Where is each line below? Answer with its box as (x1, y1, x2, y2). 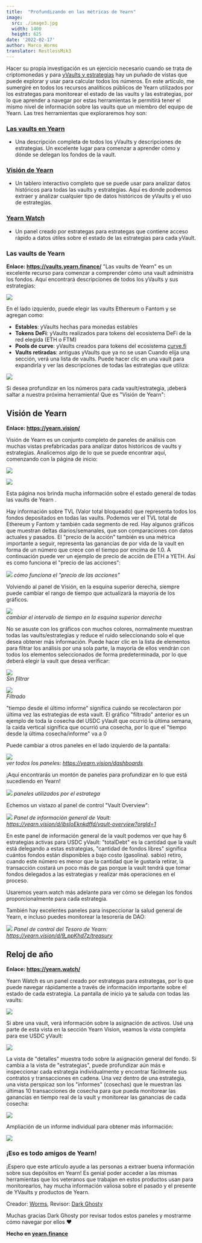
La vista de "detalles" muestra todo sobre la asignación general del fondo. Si (6, 1055, 197, 1062)
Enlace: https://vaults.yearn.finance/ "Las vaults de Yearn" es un (6, 263, 172, 270)
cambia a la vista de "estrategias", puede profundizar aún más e (6, 1062, 166, 1069)
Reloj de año (6, 949, 54, 960)
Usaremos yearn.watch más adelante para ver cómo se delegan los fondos (6, 889, 193, 896)
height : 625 (11, 31, 42, 37)
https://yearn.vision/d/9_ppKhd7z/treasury (6, 932, 113, 939)
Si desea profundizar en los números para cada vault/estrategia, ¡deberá (6, 384, 187, 392)
